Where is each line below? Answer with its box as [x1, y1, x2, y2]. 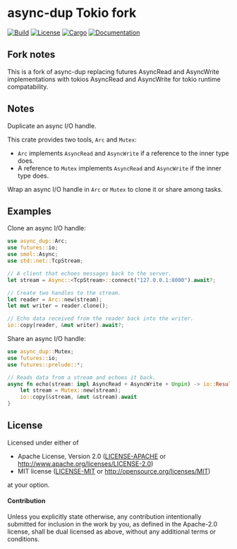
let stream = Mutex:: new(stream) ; [20, 387, 121, 394]
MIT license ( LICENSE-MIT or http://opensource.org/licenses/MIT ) [17, 467, 211, 475]
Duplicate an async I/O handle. [7, 121, 97, 130]
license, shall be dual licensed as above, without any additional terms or [7, 527, 217, 536]
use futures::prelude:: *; [7, 361, 83, 368]
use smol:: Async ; [7, 251, 59, 258]
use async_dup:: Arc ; [7, 238, 68, 245]
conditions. [7, 535, 40, 543]
